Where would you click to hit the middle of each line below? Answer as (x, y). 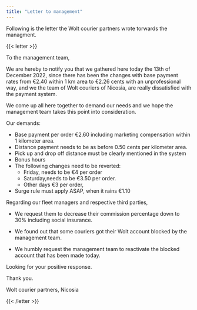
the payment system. (31, 94)
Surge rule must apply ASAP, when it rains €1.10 (72, 191)
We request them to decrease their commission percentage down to (97, 213)
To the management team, (38, 57)
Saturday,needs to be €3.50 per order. (70, 178)
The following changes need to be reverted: (68, 166)
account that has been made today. (58, 255)
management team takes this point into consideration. (71, 111)
